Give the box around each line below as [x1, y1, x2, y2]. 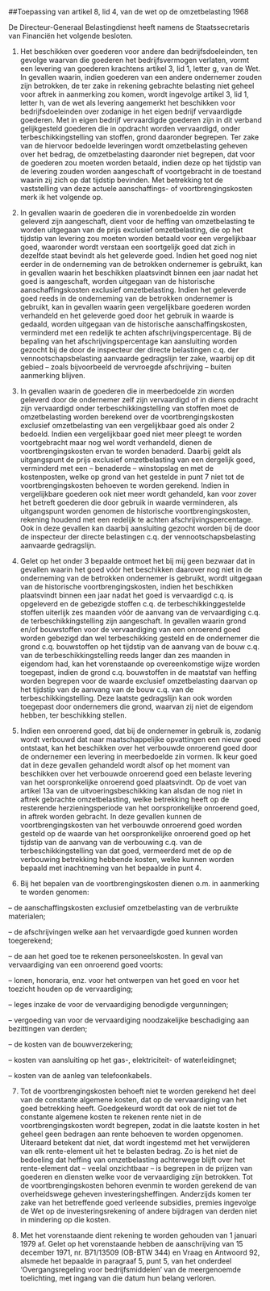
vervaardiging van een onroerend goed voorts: [8, 960, 164, 969]
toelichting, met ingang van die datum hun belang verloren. [19, 1273, 217, 1283]
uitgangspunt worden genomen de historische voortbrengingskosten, [19, 506, 251, 515]
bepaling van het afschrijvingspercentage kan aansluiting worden [19, 336, 238, 346]
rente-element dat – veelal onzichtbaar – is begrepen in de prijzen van [19, 1164, 252, 1172]
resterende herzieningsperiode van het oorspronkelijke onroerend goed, [19, 803, 260, 813]
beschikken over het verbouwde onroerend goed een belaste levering [19, 769, 252, 778]
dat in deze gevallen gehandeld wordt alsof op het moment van [19, 760, 231, 769]
